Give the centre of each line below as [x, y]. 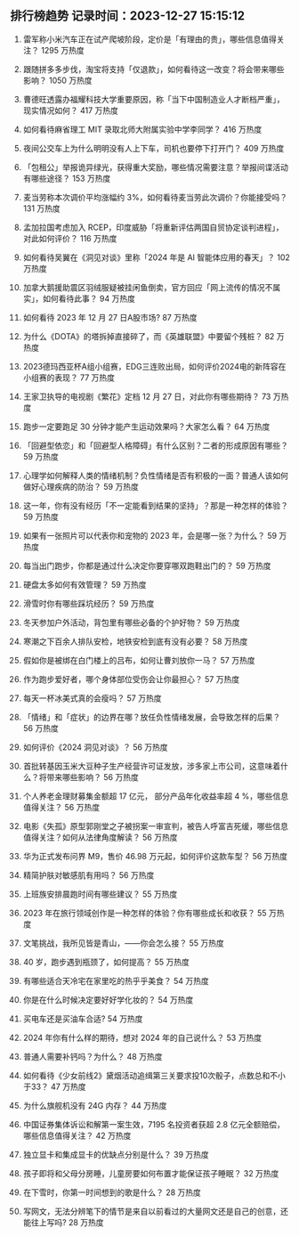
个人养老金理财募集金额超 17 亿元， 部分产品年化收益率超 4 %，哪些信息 [155, 796]
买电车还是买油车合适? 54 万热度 [83, 1019]
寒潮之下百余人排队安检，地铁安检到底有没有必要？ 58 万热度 [135, 641]
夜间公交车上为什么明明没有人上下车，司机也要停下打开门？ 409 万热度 [154, 148]
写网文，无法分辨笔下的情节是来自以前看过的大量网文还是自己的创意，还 [155, 1211]
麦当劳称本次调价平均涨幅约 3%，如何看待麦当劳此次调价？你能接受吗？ [155, 197]
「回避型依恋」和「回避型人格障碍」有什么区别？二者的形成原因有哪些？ [155, 445]
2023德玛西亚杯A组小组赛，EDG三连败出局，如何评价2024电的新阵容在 [154, 366]
